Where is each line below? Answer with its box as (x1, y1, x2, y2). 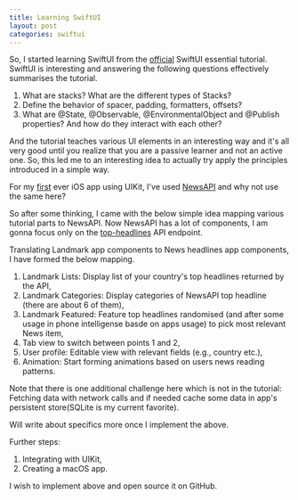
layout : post (9, 21, 58, 30)
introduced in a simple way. (9, 164, 110, 175)
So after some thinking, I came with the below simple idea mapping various (9, 209, 285, 219)
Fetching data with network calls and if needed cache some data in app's (9, 393, 278, 404)
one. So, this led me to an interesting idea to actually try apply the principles (9, 155, 288, 166)
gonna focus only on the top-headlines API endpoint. (9, 227, 203, 238)
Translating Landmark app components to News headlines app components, (9, 244, 289, 255)
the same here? (9, 191, 67, 201)
